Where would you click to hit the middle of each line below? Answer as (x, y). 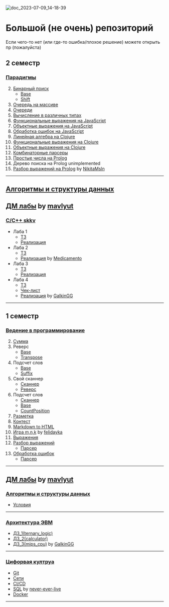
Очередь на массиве (35, 104)
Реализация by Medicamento (51, 258)
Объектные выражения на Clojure (49, 147)
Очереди (23, 110)
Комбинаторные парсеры (40, 152)
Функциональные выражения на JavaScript (59, 120)
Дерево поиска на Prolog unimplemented (57, 163)
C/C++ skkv (21, 220)
